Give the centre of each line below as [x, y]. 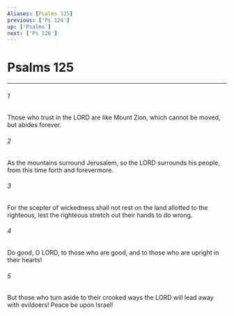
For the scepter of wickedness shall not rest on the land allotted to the [108, 207]
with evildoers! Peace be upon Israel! [60, 305]
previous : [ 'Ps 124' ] [39, 20]
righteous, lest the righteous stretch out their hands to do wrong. [100, 215]
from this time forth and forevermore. [61, 170]
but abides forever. [34, 125]
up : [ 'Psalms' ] [29, 27]
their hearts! [25, 260]
